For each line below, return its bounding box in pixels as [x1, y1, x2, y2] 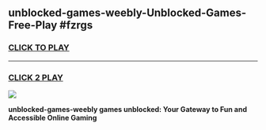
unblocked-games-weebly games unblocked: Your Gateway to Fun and [8, 104, 248, 113]
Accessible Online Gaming [8, 113, 97, 122]
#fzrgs [59, 19, 93, 32]
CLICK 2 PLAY [8, 72, 63, 83]
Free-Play [8, 19, 58, 32]
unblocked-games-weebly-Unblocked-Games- [8, 6, 247, 20]
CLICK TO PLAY [8, 43, 70, 54]
